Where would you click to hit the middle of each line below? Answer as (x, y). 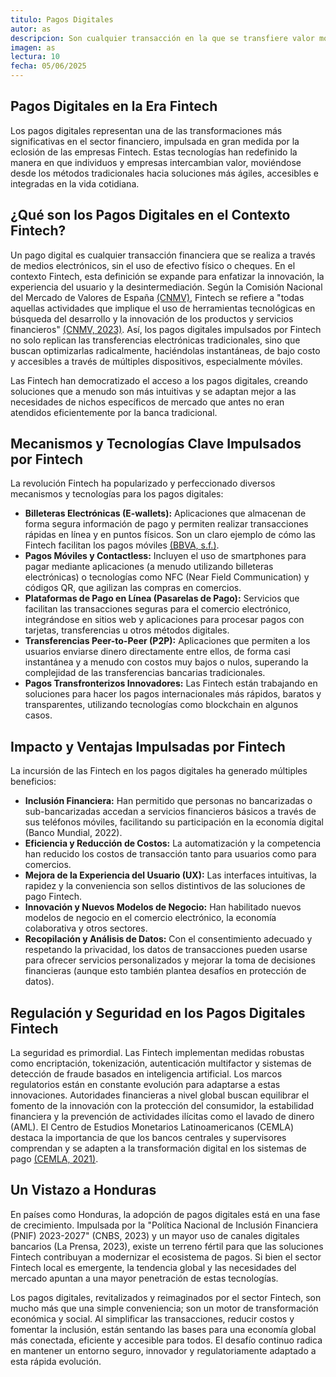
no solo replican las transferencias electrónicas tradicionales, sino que (155, 340)
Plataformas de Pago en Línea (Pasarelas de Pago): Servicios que (162, 598)
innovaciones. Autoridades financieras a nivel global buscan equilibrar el (160, 1095)
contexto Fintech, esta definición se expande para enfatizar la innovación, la (167, 276)
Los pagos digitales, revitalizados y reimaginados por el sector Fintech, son (166, 1297)
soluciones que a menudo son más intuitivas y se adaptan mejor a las (153, 391)
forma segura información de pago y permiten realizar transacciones (166, 524)
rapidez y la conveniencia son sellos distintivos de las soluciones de (165, 886)
